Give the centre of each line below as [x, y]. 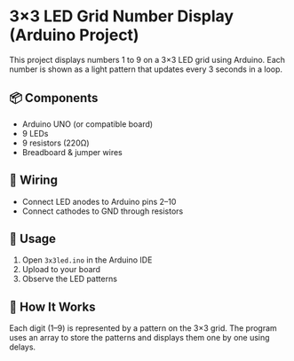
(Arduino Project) [74, 35]
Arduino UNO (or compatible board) [87, 124]
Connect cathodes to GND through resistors [103, 211]
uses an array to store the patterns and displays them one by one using [139, 338]
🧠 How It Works [52, 306]
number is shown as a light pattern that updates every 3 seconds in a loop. [146, 69]
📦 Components [54, 98]
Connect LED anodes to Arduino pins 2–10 [99, 201]
